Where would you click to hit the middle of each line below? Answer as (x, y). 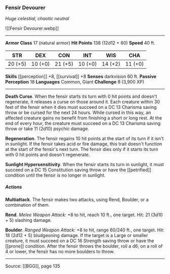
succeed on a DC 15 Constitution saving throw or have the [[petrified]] (78, 170)
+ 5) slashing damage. (29, 220)
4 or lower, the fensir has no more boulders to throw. (60, 252)
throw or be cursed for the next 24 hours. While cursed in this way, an (78, 112)
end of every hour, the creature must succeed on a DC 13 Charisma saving (83, 124)
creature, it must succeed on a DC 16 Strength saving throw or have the (80, 241)
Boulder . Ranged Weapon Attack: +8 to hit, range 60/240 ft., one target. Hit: (85, 230)
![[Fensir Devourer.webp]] (32, 28)
